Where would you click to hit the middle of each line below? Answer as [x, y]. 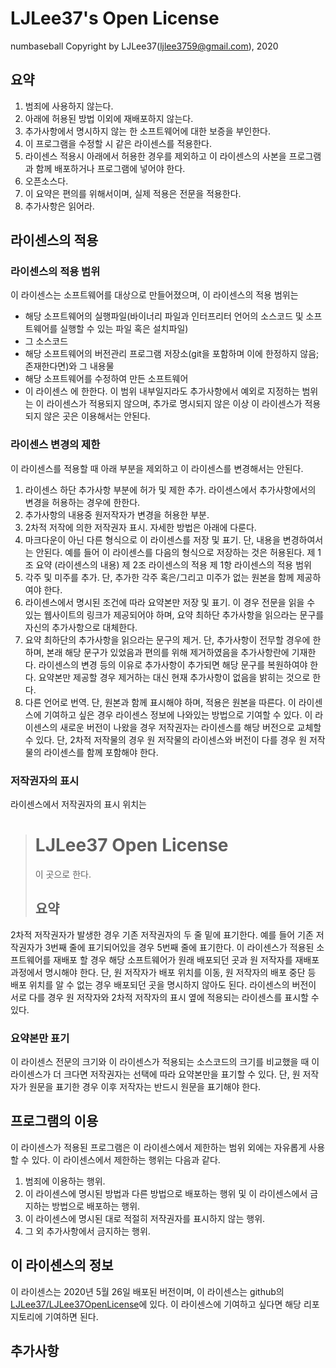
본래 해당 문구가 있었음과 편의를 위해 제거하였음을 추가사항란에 [168, 652]
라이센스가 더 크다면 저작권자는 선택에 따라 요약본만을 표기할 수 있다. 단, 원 [155, 1074]
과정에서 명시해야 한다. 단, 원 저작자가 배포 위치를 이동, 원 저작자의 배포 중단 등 [163, 972]
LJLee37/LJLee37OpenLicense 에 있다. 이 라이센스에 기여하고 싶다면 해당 [156, 1304]
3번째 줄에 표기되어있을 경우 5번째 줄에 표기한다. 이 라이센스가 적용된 [179, 947]
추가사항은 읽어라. [59, 206]
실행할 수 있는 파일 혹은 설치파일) [124, 329]
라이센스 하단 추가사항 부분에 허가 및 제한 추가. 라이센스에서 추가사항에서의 [170, 489]
